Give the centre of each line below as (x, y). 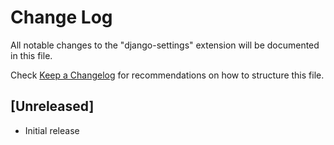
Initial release (52, 130)
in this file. (31, 55)
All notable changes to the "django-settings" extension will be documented (165, 45)
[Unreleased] (52, 106)
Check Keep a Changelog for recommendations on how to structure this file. (167, 75)
